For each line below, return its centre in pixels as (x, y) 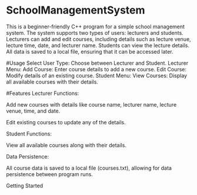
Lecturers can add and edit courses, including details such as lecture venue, (98, 39)
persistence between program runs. (49, 174)
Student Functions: (29, 134)
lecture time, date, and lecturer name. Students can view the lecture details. (98, 45)
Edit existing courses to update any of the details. (66, 122)
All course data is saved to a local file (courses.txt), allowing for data (89, 168)
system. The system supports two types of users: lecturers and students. (95, 32)
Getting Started (25, 186)
